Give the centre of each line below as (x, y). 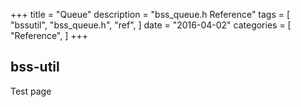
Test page (31, 91)
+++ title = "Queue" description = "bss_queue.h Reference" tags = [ (150, 14)
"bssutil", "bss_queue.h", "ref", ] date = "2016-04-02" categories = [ (151, 25)
